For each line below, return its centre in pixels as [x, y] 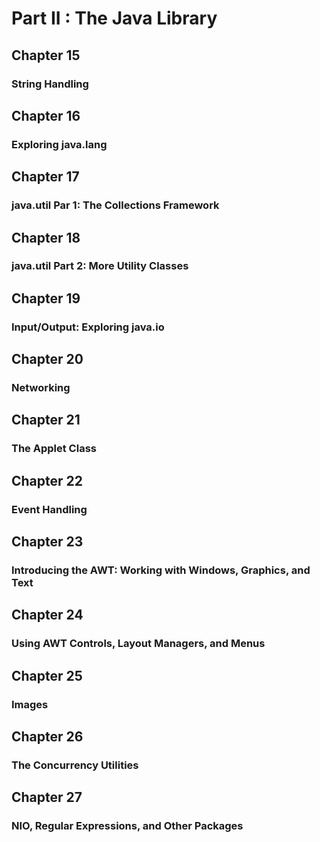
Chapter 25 [47, 675]
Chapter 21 [46, 420]
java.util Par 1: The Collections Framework [115, 205]
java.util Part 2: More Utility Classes [100, 266]
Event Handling [49, 509]
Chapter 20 [47, 359]
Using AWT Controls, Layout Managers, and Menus [138, 644]
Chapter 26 [47, 737]
